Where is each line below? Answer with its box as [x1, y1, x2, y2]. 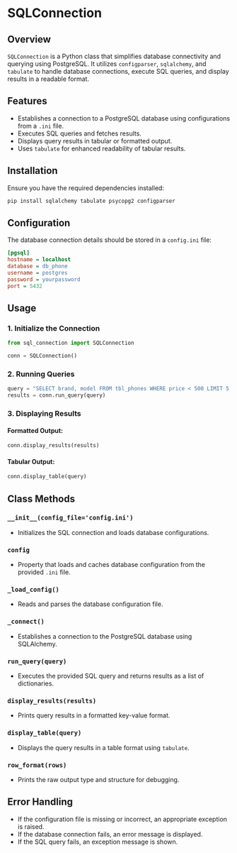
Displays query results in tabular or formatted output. [17, 136, 173, 145]
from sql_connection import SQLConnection [7, 339, 134, 347]
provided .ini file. [17, 568, 71, 576]
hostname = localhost [7, 256, 71, 263]
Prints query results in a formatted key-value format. [17, 711, 170, 720]
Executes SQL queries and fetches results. [17, 129, 141, 138]
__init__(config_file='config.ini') [7, 514, 134, 522]
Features [7, 95, 47, 107]
